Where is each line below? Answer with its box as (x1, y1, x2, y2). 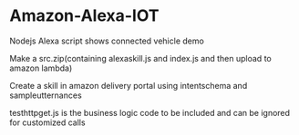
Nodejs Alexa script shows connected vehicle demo (9, 35, 205, 46)
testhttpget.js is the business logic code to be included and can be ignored (9, 107, 290, 118)
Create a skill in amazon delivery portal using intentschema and (9, 80, 248, 91)
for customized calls (9, 117, 86, 128)
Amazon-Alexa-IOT (9, 5, 160, 26)
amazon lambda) (9, 63, 73, 73)
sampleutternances (9, 90, 82, 101)
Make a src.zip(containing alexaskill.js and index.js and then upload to (9, 53, 272, 63)
